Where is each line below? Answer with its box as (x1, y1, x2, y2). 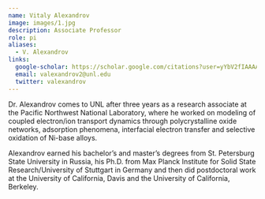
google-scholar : (15, 63, 69, 71)
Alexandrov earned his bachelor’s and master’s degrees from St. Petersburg (8, 148, 255, 158)
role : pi (8, 33, 37, 42)
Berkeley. (8, 182, 39, 191)
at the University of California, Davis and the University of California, (8, 173, 230, 182)
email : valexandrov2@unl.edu (15, 70, 111, 78)
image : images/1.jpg (8, 19, 77, 27)
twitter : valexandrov (15, 77, 87, 85)
